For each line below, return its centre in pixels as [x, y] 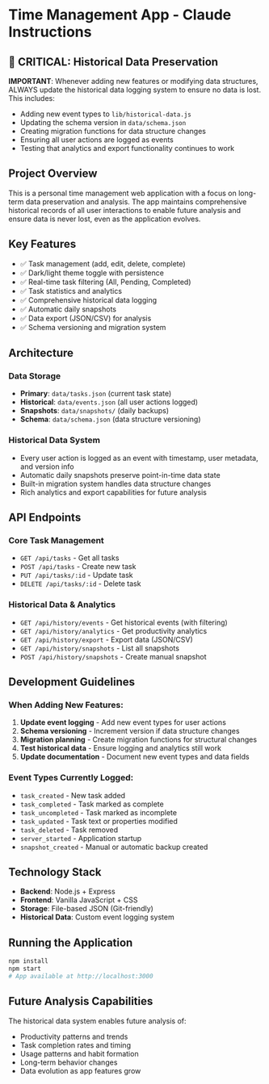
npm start [25, 969]
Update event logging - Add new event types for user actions [123, 722]
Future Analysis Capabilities [81, 1001]
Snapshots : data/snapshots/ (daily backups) [95, 411]
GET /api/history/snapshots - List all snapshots [100, 648]
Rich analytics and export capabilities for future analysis [113, 492]
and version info [47, 467]
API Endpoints [45, 517]
